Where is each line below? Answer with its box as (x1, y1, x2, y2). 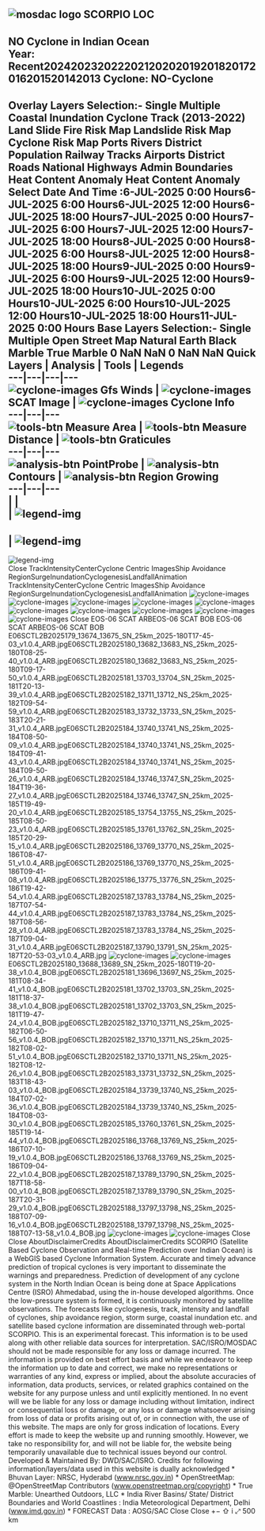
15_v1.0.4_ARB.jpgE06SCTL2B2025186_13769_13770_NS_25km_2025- (8, 841, 235, 851)
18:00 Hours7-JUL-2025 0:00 (60, 211, 210, 224)
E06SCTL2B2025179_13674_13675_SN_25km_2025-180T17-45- (8, 630, 214, 640)
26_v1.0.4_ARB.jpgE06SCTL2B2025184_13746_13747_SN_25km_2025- (8, 774, 235, 783)
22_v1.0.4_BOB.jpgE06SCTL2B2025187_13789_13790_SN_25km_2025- (8, 1169, 236, 1179)
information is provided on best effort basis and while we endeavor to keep (8, 1354, 253, 1364)
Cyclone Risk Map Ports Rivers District (8, 136, 203, 150)
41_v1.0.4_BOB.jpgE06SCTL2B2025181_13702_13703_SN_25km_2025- (8, 984, 235, 994)
